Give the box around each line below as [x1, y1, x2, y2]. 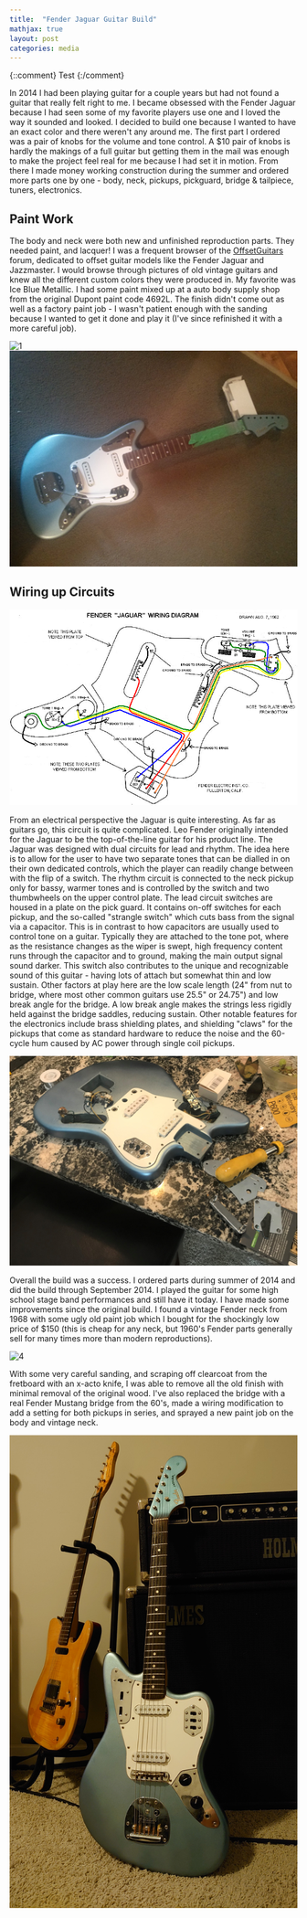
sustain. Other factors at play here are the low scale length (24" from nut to [9, 980, 292, 991]
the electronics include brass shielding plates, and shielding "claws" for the [9, 1019, 293, 1030]
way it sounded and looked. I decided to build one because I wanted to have [9, 117, 297, 128]
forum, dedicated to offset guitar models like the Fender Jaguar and [9, 255, 265, 266]
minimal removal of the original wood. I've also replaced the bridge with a [9, 1387, 286, 1398]
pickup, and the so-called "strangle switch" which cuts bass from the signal [9, 912, 295, 923]
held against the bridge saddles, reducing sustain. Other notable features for [9, 1009, 298, 1020]
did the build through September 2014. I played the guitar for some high [9, 1284, 279, 1295]
